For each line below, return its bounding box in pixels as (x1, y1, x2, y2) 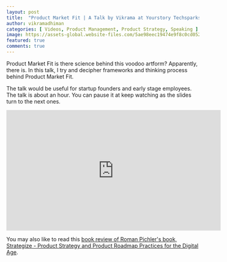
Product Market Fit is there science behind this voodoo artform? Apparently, (6, 59, 198, 67)
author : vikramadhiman (6, 20, 64, 26)
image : (6, 32, 23, 38)
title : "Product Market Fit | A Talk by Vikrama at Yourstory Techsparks (6, 15, 201, 21)
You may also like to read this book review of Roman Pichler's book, (6, 235, 177, 242)
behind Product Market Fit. (6, 73, 74, 80)
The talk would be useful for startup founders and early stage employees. (6, 84, 192, 92)
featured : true (6, 37, 45, 43)
